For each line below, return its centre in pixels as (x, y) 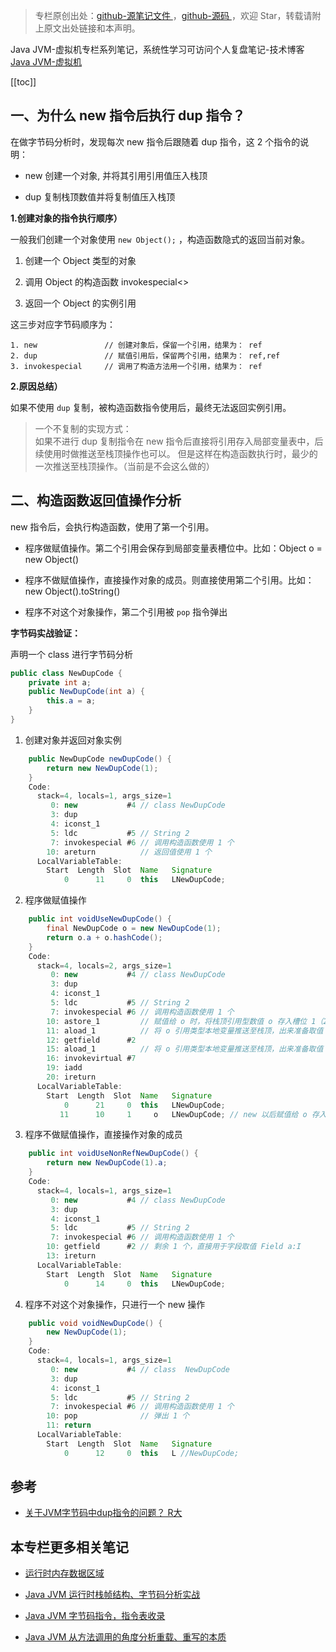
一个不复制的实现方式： (83, 428)
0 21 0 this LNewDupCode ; (144, 1105)
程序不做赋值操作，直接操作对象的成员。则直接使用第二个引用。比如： (169, 580)
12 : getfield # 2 (91, 1040)
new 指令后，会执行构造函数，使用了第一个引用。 (112, 526)
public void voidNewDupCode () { (95, 1323)
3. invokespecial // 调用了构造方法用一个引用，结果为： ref (136, 366)
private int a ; (60, 682)
